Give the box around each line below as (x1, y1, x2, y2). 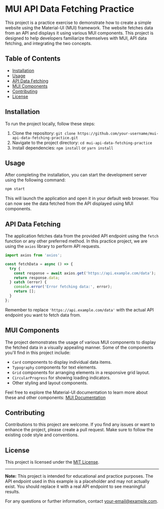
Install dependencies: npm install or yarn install (12, 145, 114, 151)
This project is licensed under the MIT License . (5, 459, 100, 465)
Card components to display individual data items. (12, 359, 112, 365)
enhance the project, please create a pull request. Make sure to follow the (5, 427, 153, 433)
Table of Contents (5, 55, 61, 63)
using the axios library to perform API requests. (5, 243, 101, 249)
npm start (5, 187, 25, 192)
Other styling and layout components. (12, 380, 88, 386)
